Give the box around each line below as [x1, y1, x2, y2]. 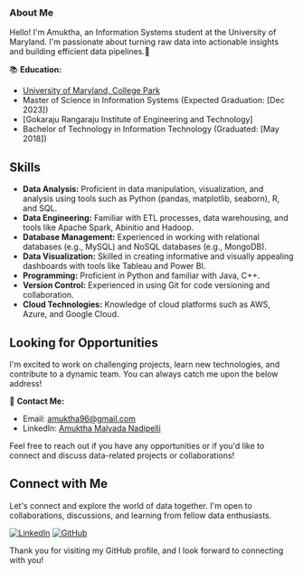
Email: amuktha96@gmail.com [22, 413, 136, 424]
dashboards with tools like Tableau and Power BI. [22, 261, 206, 272]
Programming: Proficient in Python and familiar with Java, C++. [22, 270, 260, 282]
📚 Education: [9, 64, 62, 75]
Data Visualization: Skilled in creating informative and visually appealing [22, 251, 294, 262]
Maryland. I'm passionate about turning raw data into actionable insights [9, 36, 279, 47]
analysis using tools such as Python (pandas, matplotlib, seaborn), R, [22, 193, 280, 205]
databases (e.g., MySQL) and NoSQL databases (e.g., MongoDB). [22, 242, 268, 253]
